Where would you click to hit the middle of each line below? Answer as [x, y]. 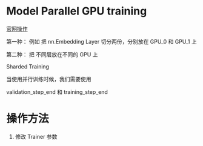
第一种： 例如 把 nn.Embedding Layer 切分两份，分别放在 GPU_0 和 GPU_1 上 [101, 41]
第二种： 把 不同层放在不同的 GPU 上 [52, 54]
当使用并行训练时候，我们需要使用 [49, 79]
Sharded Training [28, 66]
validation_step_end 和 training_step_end [57, 91]
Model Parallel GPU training [77, 11]
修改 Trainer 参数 [36, 136]
